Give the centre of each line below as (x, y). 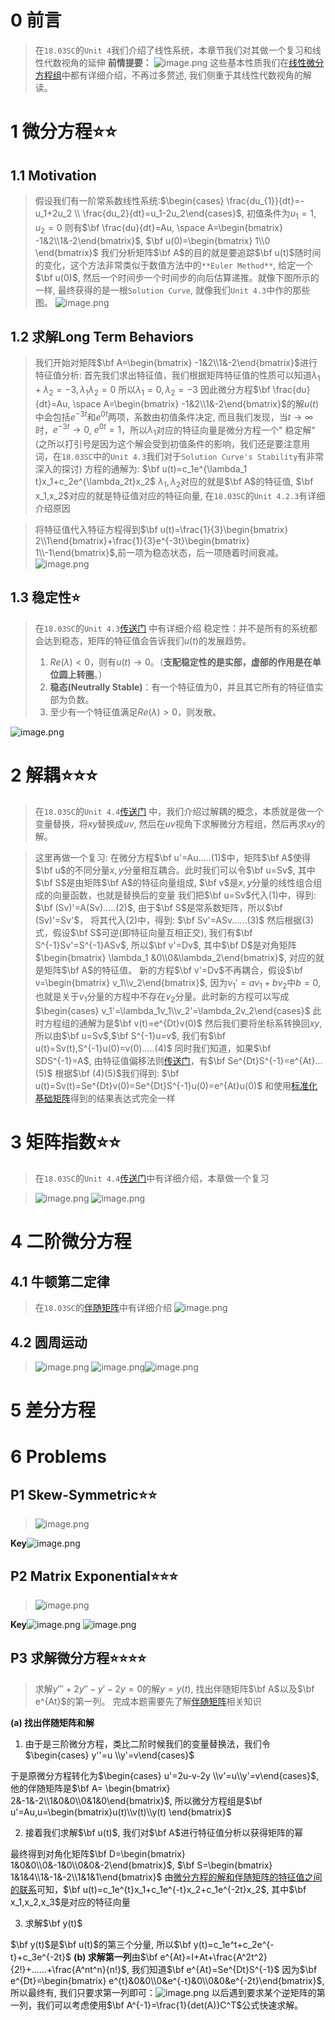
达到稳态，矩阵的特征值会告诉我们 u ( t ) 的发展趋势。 (147, 640)
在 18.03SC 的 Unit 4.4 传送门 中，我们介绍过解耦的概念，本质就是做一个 (179, 811)
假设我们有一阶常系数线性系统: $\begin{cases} (129, 200)
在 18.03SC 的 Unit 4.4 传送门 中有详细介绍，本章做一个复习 (152, 1178)
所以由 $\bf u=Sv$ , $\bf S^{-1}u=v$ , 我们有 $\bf (130, 1036)
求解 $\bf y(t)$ (53, 1923)
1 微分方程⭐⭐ (64, 132)
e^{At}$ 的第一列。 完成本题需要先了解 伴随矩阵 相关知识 (148, 1701)
